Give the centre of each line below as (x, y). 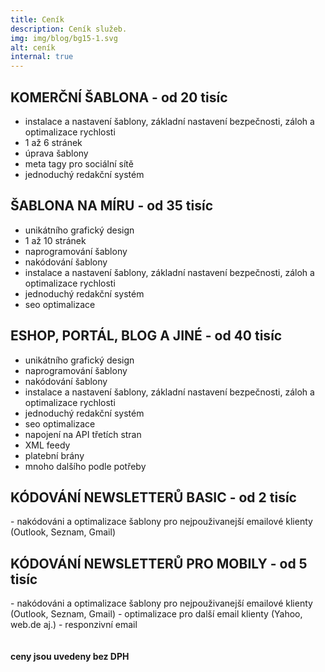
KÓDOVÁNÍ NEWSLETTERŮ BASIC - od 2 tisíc (153, 497)
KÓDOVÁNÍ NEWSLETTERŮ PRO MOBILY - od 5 (159, 563)
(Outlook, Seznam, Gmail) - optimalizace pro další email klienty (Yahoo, (156, 614)
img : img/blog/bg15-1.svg (64, 38)
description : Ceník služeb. (69, 29)
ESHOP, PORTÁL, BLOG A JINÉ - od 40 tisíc (146, 336)
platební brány (54, 455)
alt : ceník (33, 47)
